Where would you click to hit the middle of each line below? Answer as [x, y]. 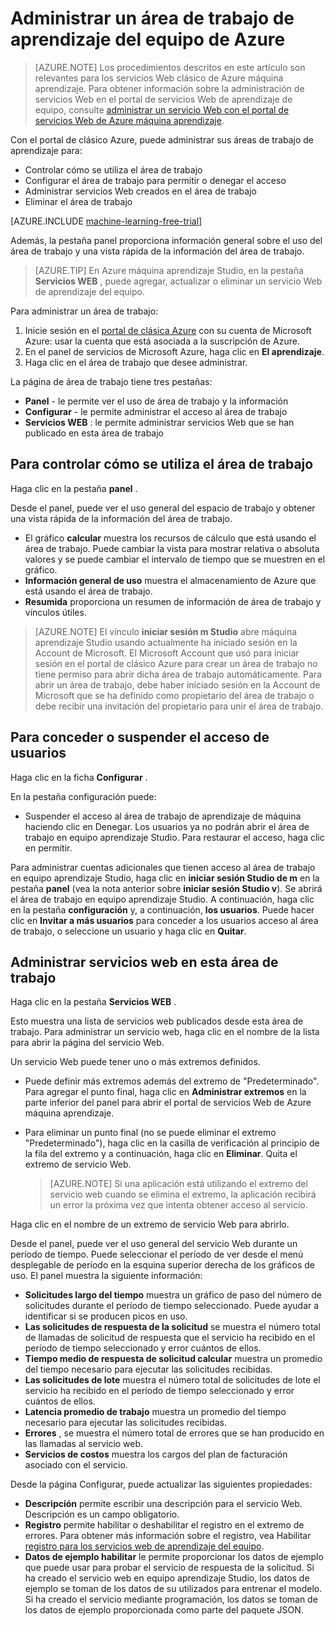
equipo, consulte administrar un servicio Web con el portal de [162, 109]
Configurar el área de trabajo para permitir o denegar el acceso [155, 180]
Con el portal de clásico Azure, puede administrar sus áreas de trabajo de [162, 139]
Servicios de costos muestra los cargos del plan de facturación [156, 1454]
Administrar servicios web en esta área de [144, 962]
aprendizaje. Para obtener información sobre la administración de [169, 88]
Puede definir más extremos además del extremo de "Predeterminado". [172, 1081]
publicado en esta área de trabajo [94, 433]
